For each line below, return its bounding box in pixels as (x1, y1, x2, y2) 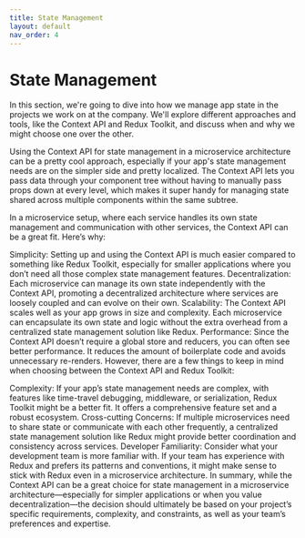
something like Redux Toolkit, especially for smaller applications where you (9, 259, 291, 269)
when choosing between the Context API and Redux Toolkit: (9, 365, 235, 376)
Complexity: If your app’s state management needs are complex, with (9, 383, 269, 394)
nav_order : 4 (9, 30, 59, 39)
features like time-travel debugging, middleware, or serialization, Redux (9, 392, 278, 403)
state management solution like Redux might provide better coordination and (9, 431, 297, 442)
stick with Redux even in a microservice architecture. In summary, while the (9, 470, 293, 481)
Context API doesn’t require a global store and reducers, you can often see (9, 336, 290, 347)
